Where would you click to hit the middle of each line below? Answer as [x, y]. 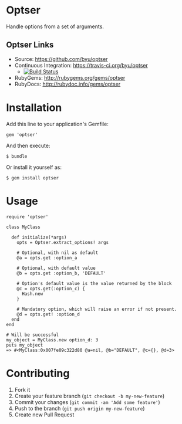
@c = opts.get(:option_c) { [51, 289]
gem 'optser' [22, 135]
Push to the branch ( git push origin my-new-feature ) [80, 408]
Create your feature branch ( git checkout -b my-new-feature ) [90, 396]
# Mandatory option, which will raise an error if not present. [97, 309]
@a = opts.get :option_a [47, 258]
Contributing [38, 373]
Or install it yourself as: [34, 167]
